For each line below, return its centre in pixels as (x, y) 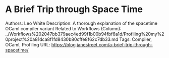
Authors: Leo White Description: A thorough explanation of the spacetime (81, 23)
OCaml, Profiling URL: (28, 44)
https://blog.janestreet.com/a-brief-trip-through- (102, 44)
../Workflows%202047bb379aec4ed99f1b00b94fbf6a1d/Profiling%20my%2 (85, 34)
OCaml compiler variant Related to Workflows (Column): (64, 28)
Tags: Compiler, (136, 39)
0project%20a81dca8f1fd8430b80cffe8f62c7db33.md (62, 39)
